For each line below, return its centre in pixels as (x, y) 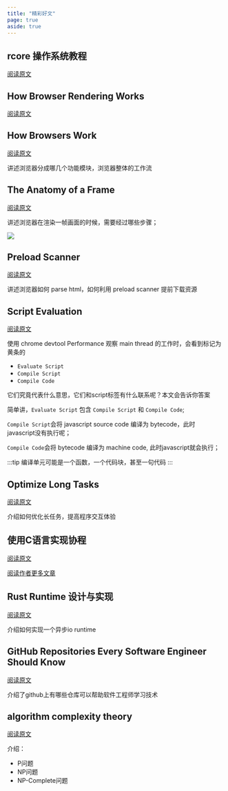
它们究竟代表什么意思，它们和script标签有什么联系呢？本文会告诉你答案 (109, 395)
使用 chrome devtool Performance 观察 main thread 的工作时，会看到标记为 (114, 344)
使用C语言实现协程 (47, 540)
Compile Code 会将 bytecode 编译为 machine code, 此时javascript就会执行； (114, 448)
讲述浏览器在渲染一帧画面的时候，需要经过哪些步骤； (83, 222)
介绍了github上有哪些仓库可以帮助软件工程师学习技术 (83, 694)
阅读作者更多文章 (31, 573)
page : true (23, 20)
